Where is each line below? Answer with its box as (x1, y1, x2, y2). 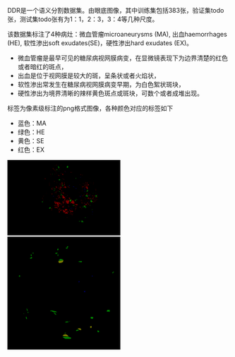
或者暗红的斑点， (17, 63, 68, 71)
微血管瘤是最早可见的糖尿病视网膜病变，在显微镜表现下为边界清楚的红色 (17, 54, 228, 62)
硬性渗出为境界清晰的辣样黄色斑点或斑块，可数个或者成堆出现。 (17, 89, 203, 97)
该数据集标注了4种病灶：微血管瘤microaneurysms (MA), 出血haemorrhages (7, 30, 227, 38)
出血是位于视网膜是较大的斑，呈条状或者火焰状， (17, 71, 160, 80)
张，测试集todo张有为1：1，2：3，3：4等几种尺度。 (7, 15, 159, 23)
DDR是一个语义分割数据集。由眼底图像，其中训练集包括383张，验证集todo (7, 6, 224, 14)
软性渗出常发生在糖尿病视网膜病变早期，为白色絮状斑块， (17, 80, 185, 88)
